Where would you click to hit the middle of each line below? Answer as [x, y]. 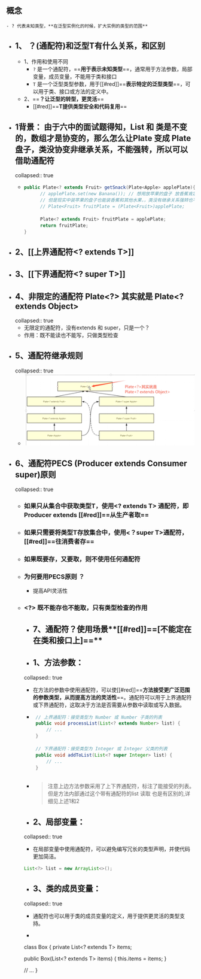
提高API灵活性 [50, 591]
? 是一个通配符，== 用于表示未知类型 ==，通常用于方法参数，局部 [112, 69]
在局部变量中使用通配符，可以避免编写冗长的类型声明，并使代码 [111, 849]
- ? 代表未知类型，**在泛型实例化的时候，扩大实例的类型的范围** [77, 26]
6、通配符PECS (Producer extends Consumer [101, 463]
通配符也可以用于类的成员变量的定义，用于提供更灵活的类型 [106, 916]
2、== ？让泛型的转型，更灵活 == [64, 99]
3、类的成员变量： [67, 889]
